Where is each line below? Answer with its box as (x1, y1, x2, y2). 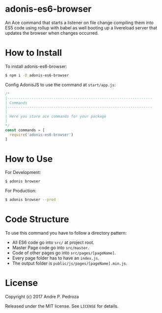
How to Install (5, 48, 62, 58)
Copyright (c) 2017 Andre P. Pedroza (5, 293, 80, 299)
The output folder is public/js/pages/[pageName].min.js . (12, 261, 128, 266)
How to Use (5, 153, 53, 165)
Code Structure (5, 214, 69, 225)
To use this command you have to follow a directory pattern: (5, 230, 127, 236)
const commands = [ (5, 127, 45, 133)
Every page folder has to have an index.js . (12, 255, 100, 261)
